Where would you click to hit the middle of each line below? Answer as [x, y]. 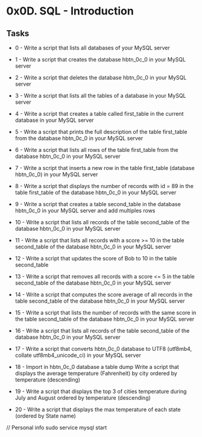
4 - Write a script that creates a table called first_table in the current [99, 114]
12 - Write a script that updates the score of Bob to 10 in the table [96, 258]
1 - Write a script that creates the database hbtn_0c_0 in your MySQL [100, 59]
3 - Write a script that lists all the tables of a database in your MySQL [100, 96]
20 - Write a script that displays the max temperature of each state [98, 409]
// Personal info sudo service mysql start [57, 427]
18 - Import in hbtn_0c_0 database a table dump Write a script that [97, 367]
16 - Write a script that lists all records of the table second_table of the [102, 331]
